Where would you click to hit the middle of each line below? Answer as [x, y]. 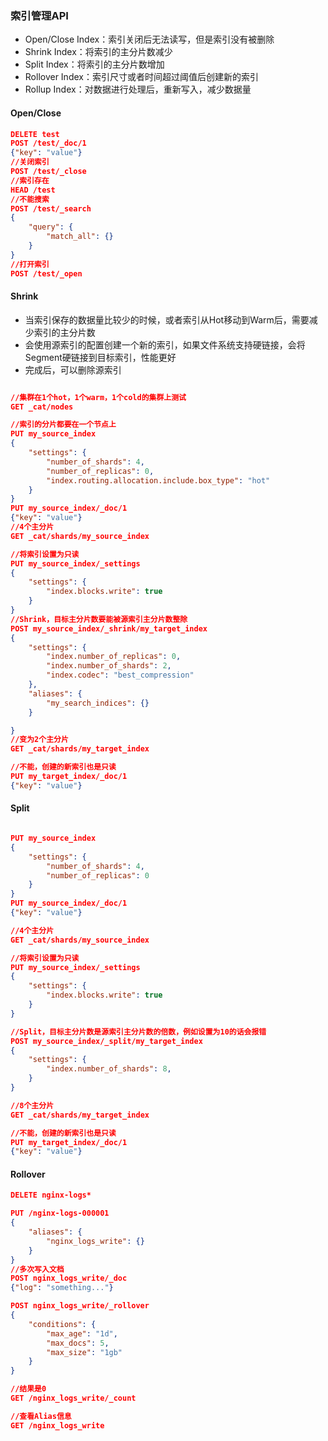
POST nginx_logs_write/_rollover [80, 1306]
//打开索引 [30, 264]
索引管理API [39, 15]
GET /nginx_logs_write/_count [73, 1398]
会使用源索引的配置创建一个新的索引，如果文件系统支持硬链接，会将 [165, 344]
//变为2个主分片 [39, 740]
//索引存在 [30, 180]
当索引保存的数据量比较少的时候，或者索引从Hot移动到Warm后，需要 [167, 319]
